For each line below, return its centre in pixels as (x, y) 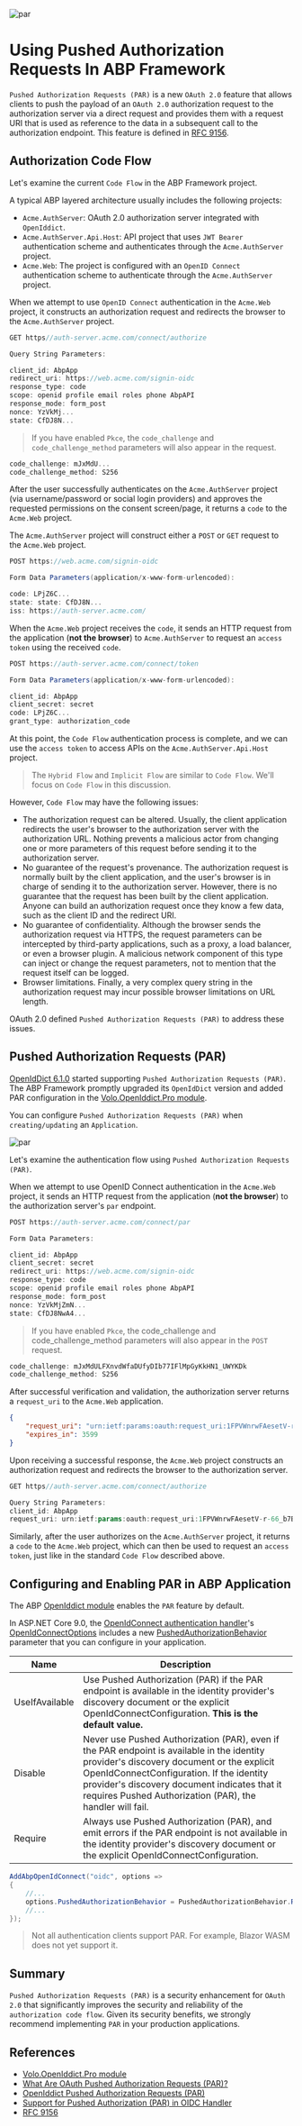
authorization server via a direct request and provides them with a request (147, 114)
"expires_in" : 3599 (62, 1435)
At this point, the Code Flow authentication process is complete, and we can (149, 738)
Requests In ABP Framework (118, 70)
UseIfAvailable (44, 1703)
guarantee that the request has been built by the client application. (146, 896)
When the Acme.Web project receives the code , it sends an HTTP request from (151, 628)
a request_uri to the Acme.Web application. (86, 1402)
